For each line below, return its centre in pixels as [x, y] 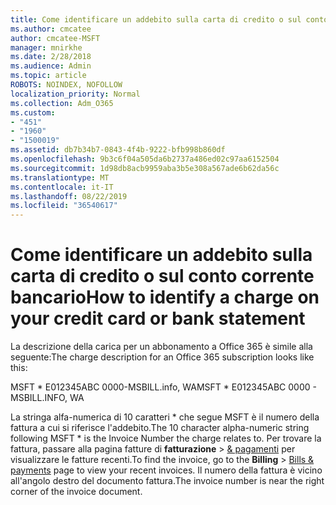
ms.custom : [33, 112]
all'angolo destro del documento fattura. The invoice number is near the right [167, 481]
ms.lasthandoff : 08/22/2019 [69, 196]
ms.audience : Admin [51, 66]
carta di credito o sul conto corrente [162, 276]
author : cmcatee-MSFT [55, 38]
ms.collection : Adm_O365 [62, 103]
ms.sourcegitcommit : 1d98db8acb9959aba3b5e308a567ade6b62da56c [145, 168]
